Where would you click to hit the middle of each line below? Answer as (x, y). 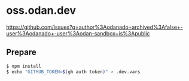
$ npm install (24, 66)
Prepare (22, 52)
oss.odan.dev (41, 10)
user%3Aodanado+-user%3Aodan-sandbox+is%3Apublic (78, 33)
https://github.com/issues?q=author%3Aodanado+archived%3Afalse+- (95, 27)
